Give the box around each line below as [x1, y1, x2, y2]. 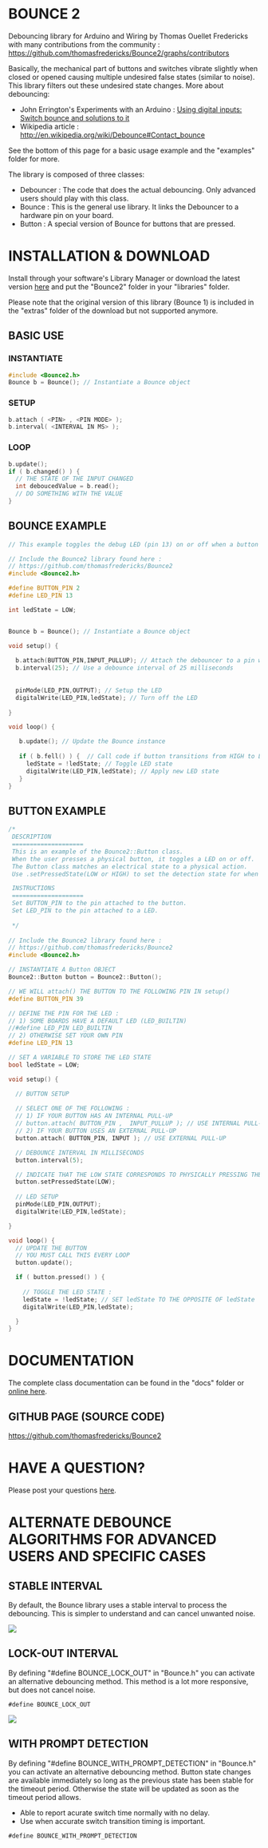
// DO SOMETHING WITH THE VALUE [15, 490, 124, 498]
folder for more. [8, 153, 60, 164]
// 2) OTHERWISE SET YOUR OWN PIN [8, 1031, 124, 1039]
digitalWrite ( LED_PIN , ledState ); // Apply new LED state [26, 767, 219, 775]
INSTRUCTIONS [11, 884, 56, 892]
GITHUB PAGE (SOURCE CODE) [8, 1409, 165, 1423]
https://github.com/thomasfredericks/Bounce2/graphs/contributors [8, 48, 230, 58]
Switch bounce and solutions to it [19, 113, 130, 122]
